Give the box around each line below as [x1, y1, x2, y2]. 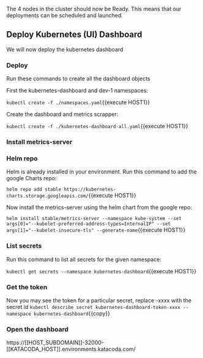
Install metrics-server [6, 138, 73, 147]
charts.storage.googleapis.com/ [6, 193, 89, 199]
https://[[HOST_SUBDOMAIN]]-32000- [6, 339, 104, 346]
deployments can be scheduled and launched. [6, 12, 124, 19]
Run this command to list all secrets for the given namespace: [6, 256, 162, 263]
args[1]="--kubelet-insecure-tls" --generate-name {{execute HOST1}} [6, 226, 186, 234]
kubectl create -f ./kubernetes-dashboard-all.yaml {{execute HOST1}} [6, 123, 188, 130]
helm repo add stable [6, 186, 62, 192]
